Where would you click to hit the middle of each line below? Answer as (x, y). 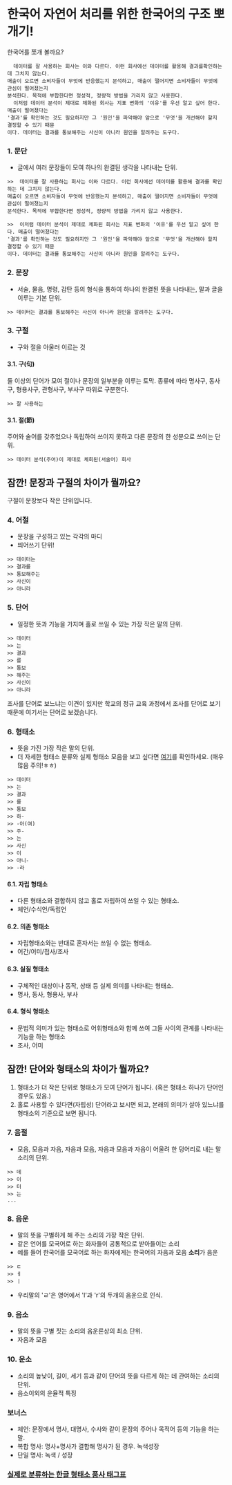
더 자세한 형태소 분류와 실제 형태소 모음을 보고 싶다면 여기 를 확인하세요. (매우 (120, 756)
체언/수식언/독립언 (42, 909)
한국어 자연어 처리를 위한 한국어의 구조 (109, 14)
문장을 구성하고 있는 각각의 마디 (59, 536)
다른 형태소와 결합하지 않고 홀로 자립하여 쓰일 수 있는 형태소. (98, 901)
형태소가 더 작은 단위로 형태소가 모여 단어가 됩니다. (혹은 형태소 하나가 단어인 (120, 1087)
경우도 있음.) (34, 1096)
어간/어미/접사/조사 (43, 952)
